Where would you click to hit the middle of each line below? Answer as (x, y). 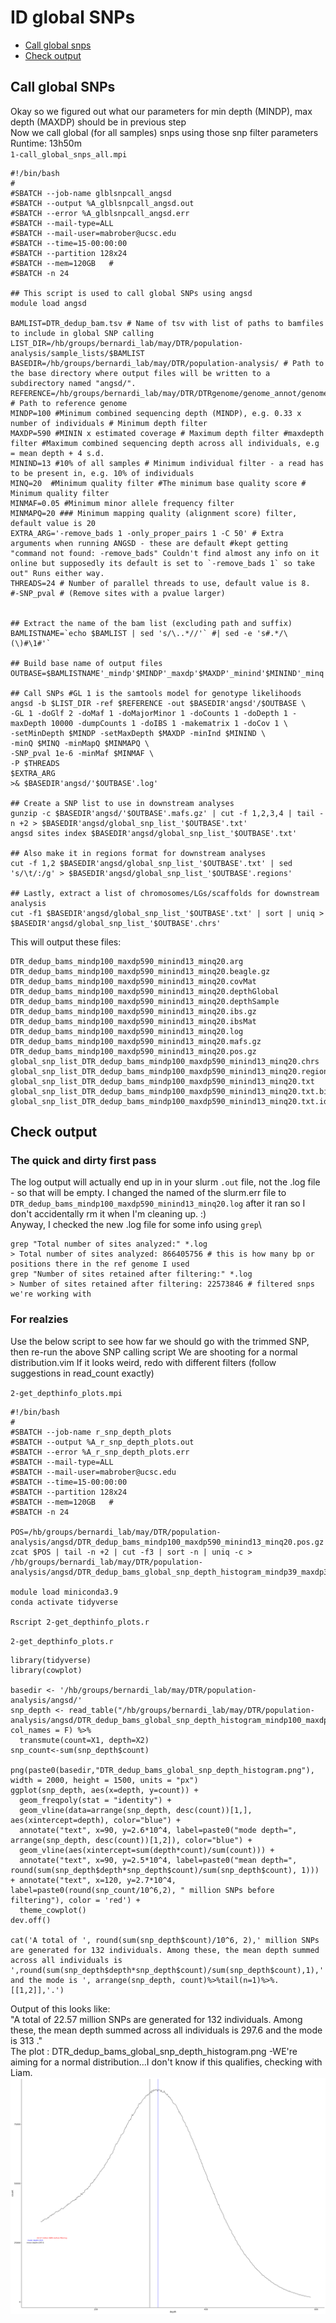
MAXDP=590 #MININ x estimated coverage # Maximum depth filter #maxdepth (167, 433)
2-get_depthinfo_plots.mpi (66, 1393)
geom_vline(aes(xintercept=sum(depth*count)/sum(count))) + (147, 1850)
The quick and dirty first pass (83, 1161)
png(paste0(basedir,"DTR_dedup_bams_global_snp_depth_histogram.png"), (162, 1770)
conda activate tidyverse (64, 1602)
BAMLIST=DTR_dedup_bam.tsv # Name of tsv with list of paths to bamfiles (167, 323)
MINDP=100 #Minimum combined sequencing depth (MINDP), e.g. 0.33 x (156, 413)
